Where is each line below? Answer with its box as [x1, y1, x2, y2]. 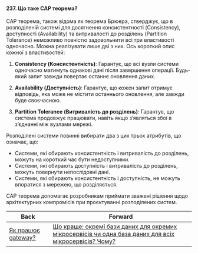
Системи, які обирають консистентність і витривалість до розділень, [14, 150, 189, 157]
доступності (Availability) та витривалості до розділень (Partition [6, 30, 167, 38]
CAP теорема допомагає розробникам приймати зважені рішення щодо [6, 192, 189, 199]
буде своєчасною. [14, 97, 61, 104]
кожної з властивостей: [6, 49, 65, 56]
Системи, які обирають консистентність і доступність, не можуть [14, 175, 181, 182]
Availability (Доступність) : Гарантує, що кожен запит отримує [14, 84, 173, 91]
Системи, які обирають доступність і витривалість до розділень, [14, 162, 178, 169]
